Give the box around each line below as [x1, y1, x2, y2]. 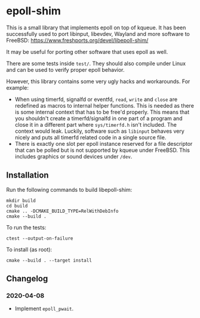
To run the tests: [6, 224, 47, 231]
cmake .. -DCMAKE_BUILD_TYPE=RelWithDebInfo [6, 208, 119, 214]
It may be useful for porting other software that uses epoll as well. [6, 48, 168, 55]
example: [6, 84, 29, 91]
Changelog [6, 274, 48, 284]
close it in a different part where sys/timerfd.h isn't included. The [14, 121, 177, 128]
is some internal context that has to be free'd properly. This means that [14, 108, 190, 115]
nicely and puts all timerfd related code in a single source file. [14, 133, 167, 141]
